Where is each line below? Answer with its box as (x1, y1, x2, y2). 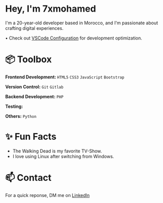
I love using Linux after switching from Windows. (12, 153, 114, 159)
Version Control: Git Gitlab (5, 84, 64, 90)
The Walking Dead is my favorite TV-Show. (12, 148, 102, 154)
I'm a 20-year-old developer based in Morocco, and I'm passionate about (5, 20, 158, 26)
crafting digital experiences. (5, 25, 64, 31)
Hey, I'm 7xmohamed (5, 3, 96, 15)
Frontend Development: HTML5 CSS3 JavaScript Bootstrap (5, 74, 125, 80)
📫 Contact (5, 172, 52, 183)
